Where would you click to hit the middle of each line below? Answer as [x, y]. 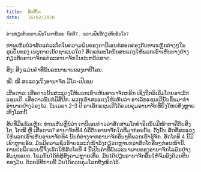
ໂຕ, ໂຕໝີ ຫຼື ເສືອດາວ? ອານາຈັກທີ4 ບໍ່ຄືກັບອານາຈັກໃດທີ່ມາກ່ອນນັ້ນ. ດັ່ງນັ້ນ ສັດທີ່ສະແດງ [101, 130]
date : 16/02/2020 [31, 17]
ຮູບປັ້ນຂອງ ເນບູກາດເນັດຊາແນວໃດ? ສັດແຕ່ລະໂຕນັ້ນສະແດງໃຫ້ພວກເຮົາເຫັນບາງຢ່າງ [97, 51]
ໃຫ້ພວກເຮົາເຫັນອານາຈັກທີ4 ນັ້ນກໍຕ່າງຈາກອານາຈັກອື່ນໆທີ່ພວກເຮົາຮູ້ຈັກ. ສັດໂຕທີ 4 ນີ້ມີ [100, 137]
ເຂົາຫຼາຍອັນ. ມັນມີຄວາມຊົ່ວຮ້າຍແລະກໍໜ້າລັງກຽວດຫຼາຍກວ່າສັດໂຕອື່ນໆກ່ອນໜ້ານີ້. [96, 143]
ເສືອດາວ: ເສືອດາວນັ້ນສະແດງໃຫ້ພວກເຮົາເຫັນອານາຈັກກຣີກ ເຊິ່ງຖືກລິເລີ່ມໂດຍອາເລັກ [98, 93]
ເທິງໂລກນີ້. [17, 112]
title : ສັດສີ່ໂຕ [23, 12]
